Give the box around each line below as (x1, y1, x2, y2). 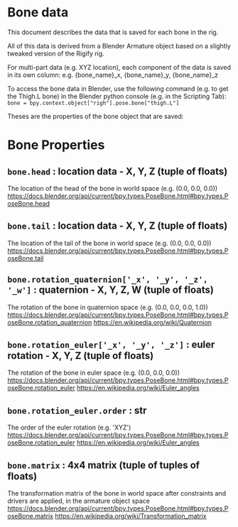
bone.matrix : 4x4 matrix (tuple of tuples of (7, 459, 200, 471)
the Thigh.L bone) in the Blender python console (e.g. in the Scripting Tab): (7, 92, 227, 100)
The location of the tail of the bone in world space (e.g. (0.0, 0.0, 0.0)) (7, 239, 212, 247)
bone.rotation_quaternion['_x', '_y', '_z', (7, 275, 208, 285)
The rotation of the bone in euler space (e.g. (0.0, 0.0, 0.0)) (7, 368, 180, 377)
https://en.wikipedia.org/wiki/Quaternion (93, 318, 212, 326)
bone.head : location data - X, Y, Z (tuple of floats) (7, 165, 228, 177)
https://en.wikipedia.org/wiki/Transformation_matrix (55, 512, 207, 520)
